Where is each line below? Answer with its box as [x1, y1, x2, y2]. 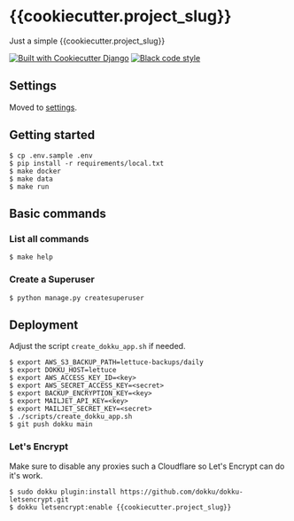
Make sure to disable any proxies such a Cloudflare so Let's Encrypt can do [9, 461, 285, 471]
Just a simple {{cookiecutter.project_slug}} [9, 35, 166, 46]
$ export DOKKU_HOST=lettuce [9, 366, 117, 375]
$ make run [9, 182, 50, 191]
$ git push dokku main [9, 420, 93, 429]
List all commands [9, 232, 89, 245]
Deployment [9, 317, 79, 332]
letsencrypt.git [9, 494, 69, 504]
